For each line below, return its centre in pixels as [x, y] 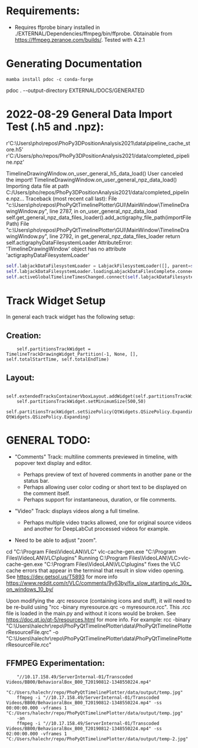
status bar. [36, 480]
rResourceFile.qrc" [29, 632]
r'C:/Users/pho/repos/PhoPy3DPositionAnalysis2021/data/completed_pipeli [98, 155]
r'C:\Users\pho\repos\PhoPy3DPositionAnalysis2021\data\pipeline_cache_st [98, 143]
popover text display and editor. [53, 463]
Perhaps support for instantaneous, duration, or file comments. [100, 499]
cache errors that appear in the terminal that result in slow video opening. [95, 570]
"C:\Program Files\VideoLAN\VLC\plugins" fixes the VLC [112, 564]
